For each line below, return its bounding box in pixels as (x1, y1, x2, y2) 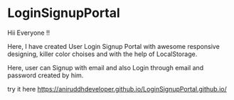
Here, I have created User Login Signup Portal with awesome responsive (7, 42, 220, 50)
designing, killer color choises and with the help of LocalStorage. (7, 50, 198, 58)
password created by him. (7, 71, 84, 79)
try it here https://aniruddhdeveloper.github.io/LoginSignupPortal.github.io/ (7, 84, 227, 93)
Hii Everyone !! (7, 28, 50, 37)
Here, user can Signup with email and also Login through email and (7, 63, 204, 72)
